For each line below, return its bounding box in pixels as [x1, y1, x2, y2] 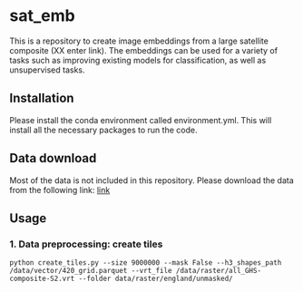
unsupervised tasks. [9, 64, 85, 75]
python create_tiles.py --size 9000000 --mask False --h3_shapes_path [9, 258, 282, 268]
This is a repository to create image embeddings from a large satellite [9, 35, 269, 46]
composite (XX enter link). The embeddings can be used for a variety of [9, 44, 279, 55]
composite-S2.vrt [9, 274, 75, 284]
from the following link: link [9, 184, 111, 195]
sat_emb [9, 5, 75, 26]
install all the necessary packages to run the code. [9, 124, 198, 135]
